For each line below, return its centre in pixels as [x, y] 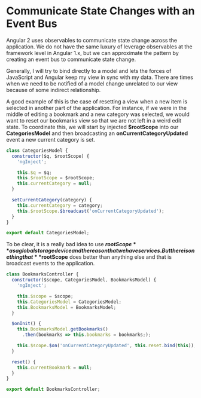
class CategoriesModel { [37, 151]
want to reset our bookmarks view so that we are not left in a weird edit [94, 120]
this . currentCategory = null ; [55, 183]
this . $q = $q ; [34, 172]
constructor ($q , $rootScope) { [51, 156]
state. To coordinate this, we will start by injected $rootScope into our [92, 127]
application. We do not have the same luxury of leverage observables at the [99, 47]
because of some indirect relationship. [54, 90]
